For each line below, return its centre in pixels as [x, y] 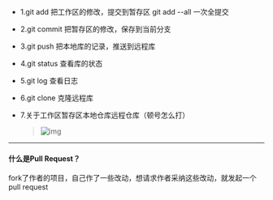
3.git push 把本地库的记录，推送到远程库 [88, 46]
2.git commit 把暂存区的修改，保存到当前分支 [95, 29]
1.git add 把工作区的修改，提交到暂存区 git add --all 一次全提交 [124, 12]
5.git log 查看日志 [49, 81]
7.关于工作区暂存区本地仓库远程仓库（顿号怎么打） [105, 115]
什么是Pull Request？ [44, 158]
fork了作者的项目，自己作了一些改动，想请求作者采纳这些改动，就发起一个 [133, 178]
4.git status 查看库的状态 [61, 64]
